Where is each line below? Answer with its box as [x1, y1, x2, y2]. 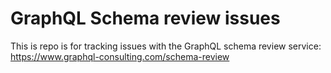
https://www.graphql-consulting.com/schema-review [10, 50, 230, 62]
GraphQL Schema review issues [10, 7, 281, 30]
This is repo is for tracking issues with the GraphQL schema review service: [10, 40, 322, 52]
